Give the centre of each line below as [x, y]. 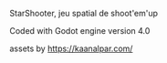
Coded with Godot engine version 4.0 [80, 31]
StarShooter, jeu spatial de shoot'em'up [83, 13]
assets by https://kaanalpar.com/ [71, 48]
